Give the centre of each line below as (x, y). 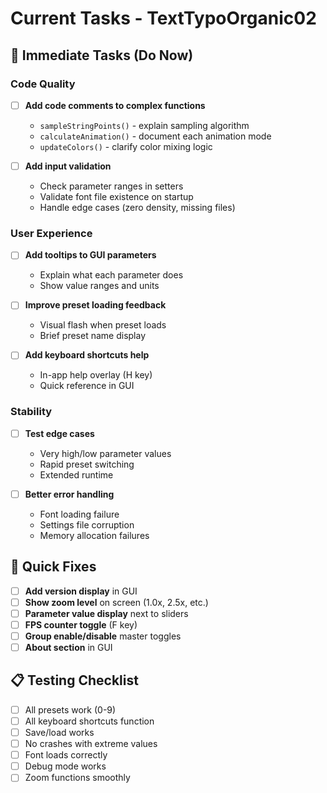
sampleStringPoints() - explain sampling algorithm (144, 125)
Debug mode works (65, 766)
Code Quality (43, 84)
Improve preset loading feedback (95, 305)
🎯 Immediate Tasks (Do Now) (102, 55)
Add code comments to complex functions (115, 105)
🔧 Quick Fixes (53, 567)
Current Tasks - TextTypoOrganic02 (163, 18)
